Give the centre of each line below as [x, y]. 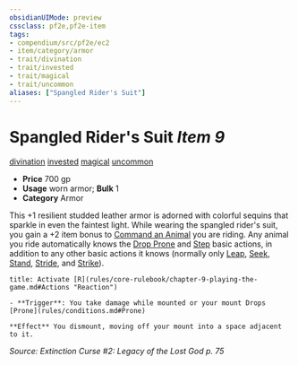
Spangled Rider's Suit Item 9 [117, 137]
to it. [21, 335]
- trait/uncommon [42, 84]
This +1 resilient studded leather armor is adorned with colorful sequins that [149, 215]
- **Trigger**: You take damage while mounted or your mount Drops [138, 303]
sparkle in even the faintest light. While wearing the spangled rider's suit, [144, 225]
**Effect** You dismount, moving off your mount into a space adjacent [145, 327]
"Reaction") [95, 288]
